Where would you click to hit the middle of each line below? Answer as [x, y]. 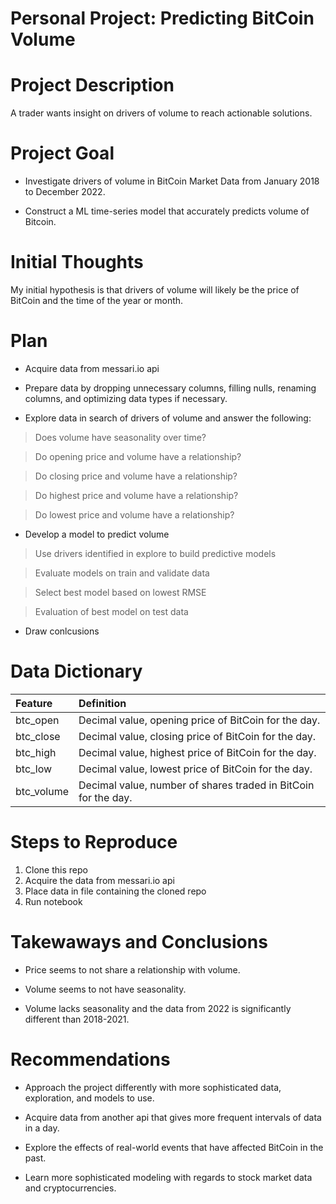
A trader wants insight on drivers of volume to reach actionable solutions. [161, 113]
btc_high [36, 752]
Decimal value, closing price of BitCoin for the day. [197, 736]
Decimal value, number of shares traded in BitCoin [196, 785]
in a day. [42, 1128]
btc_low [34, 769]
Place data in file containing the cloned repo [115, 891]
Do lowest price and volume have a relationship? [134, 514]
